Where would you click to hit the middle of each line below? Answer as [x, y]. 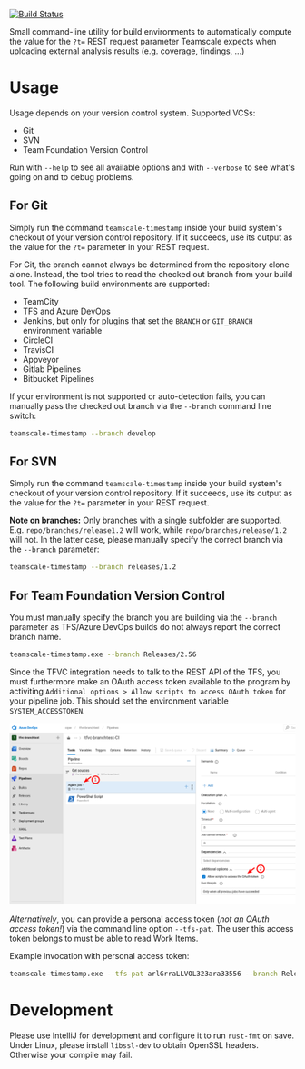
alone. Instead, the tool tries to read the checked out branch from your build [151, 274]
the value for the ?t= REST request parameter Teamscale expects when [143, 41]
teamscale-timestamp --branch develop [83, 433]
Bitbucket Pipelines [59, 378]
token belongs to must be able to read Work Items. [104, 939]
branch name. [35, 637]
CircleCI [37, 340]
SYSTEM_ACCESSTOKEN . [47, 710]
